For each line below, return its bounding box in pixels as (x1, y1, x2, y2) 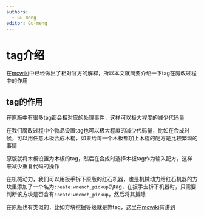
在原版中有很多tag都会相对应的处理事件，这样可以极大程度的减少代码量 (6, 114, 185, 122)
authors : (6, 9, 29, 15)
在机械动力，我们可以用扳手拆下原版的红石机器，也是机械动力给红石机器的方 (6, 176, 198, 183)
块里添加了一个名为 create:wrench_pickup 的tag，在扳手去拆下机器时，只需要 (6, 183, 197, 190)
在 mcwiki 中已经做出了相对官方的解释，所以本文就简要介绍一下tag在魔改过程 (6, 69, 197, 77)
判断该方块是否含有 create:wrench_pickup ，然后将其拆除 (6, 191, 146, 198)
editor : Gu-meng (6, 20, 47, 26)
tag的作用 (6, 97, 44, 107)
